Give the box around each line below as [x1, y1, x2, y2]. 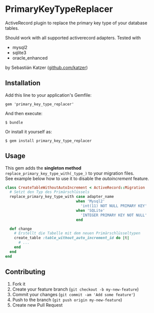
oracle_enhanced [12, 55, 48, 61]
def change [9, 226, 32, 231]
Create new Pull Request [12, 302, 63, 308]
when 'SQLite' [76, 208, 105, 213]
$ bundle [5, 120, 23, 125]
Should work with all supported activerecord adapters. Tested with [5, 35, 141, 41]
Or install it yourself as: [5, 128, 52, 134]
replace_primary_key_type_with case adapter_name [9, 194, 114, 199]
